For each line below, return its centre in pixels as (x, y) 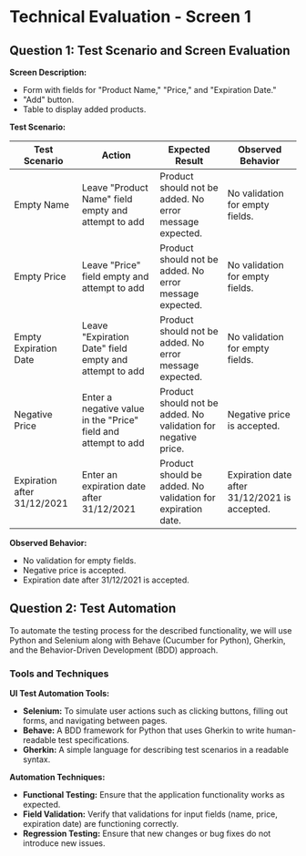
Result (189, 161)
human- (281, 730)
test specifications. (94, 740)
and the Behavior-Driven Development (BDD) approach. (114, 650)
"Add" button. (48, 99)
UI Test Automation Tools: (60, 694)
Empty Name (42, 205)
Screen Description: (48, 72)
